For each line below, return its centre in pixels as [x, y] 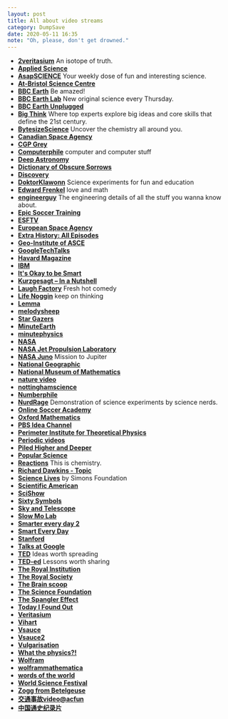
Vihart [27, 623]
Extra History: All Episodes [58, 236]
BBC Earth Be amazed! [51, 91]
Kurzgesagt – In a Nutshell [57, 281]
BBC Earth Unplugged [51, 106]
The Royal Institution [49, 569]
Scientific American [48, 486]
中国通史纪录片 [40, 708]
